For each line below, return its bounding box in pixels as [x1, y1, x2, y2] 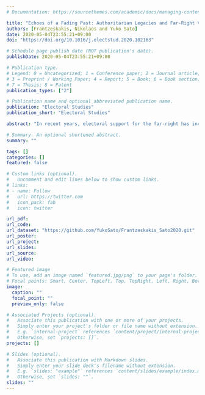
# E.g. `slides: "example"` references [6, 368, 113, 374]
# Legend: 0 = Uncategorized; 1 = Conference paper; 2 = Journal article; [6, 70, 201, 76]
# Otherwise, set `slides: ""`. [6, 374, 95, 380]
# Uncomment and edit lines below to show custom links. [6, 176, 160, 183]
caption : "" [12, 289, 43, 295]
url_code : [6, 222, 32, 228]
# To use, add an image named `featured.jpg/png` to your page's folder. [6, 272, 198, 278]
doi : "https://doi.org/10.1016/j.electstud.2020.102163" [6, 37, 154, 43]
